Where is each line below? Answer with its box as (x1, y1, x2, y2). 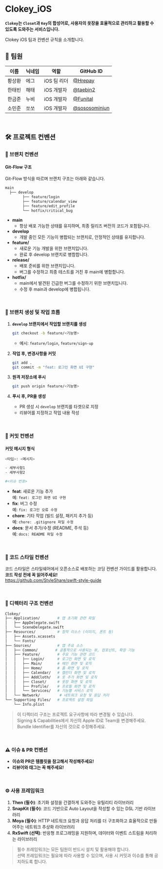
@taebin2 (72, 86, 96, 93)
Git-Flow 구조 (5, 164, 32, 170)
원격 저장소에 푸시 (12, 374, 46, 380)
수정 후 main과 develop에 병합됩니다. (19, 286, 91, 292)
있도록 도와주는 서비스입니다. (5, 26, 60, 32)
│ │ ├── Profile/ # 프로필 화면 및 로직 (5, 684, 95, 689)
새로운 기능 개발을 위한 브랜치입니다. (19, 245, 89, 251)
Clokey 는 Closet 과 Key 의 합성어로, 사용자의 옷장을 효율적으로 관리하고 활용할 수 (5, 20, 154, 26)
